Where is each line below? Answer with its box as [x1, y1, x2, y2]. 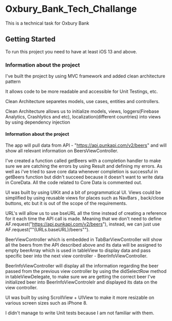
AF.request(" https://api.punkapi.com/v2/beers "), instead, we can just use [5, 221, 160, 227]
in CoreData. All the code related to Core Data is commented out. [5, 179, 142, 186]
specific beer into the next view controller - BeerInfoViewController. [5, 253, 147, 259]
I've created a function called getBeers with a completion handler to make [5, 157, 161, 164]
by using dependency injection [5, 119, 71, 126]
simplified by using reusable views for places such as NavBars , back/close [5, 195, 164, 201]
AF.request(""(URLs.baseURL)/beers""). [5, 227, 90, 233]
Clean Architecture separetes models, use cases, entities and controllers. [5, 98, 160, 105]
